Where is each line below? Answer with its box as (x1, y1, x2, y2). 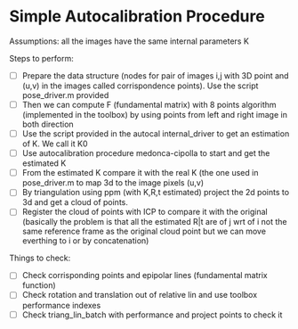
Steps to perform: (9, 53, 74, 63)
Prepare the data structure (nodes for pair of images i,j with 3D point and (21, 70, 289, 81)
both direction (21, 119, 74, 130)
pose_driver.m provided (21, 90, 109, 100)
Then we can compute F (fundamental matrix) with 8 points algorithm (21, 100, 278, 110)
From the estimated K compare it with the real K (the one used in (21, 168, 259, 178)
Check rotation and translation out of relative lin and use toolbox (21, 290, 258, 300)
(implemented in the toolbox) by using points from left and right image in (21, 110, 287, 120)
